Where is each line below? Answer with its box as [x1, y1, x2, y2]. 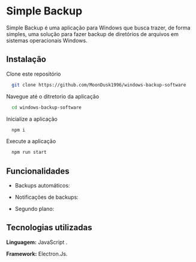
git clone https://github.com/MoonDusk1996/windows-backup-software [11, 82, 186, 88]
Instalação [6, 54, 47, 64]
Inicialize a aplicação [6, 115, 58, 123]
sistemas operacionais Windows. [6, 37, 88, 44]
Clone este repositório [6, 70, 61, 78]
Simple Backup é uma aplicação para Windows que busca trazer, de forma [6, 24, 191, 31]
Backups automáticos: [14, 182, 70, 189]
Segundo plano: [14, 206, 55, 213]
